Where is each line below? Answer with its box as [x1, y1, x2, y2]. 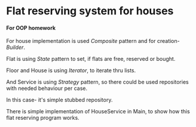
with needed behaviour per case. [6, 85, 88, 92]
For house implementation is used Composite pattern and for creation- [6, 38, 180, 45]
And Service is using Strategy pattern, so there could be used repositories [6, 79, 189, 86]
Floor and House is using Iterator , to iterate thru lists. [6, 67, 136, 74]
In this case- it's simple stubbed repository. [6, 97, 113, 104]
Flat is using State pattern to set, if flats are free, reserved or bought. [6, 55, 176, 63]
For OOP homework [6, 24, 56, 31]
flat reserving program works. [6, 114, 79, 122]
